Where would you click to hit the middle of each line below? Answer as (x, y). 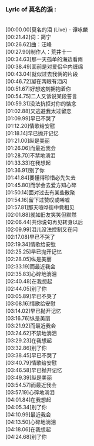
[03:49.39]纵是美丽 (29, 378)
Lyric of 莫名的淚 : (31, 9)
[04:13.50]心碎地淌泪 (31, 422)
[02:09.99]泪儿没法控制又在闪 (42, 230)
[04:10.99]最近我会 (28, 415)
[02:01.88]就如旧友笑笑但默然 (41, 215)
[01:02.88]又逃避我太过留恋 (38, 111)
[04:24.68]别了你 (26, 437)
